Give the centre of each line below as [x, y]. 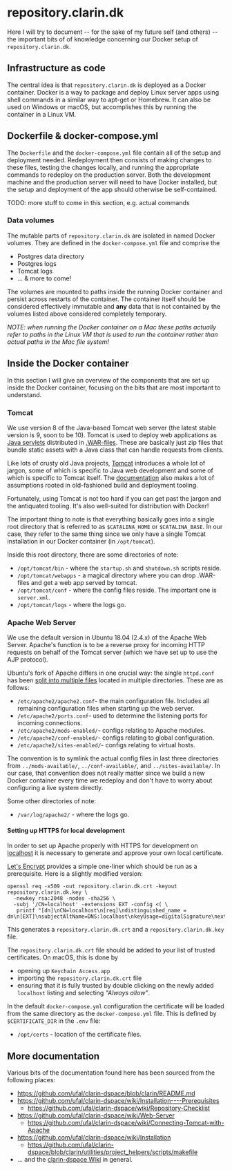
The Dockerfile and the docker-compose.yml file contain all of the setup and [114, 153]
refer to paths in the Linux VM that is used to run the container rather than [113, 334]
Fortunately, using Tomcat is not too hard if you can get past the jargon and [114, 498]
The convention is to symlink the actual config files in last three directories [113, 758]
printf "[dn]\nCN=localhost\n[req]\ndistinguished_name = [101, 911]
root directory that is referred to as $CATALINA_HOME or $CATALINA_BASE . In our [115, 526]
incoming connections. [50, 723]
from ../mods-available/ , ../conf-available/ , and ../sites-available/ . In [114, 766]
